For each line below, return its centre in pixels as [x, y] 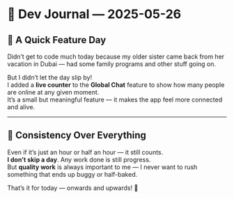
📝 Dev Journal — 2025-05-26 [94, 14]
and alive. [21, 107]
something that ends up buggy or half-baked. [72, 174]
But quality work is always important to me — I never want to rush [102, 167]
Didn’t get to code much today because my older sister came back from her [116, 56]
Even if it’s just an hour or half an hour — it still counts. [85, 152]
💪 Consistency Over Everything [77, 135]
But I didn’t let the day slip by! [50, 77]
